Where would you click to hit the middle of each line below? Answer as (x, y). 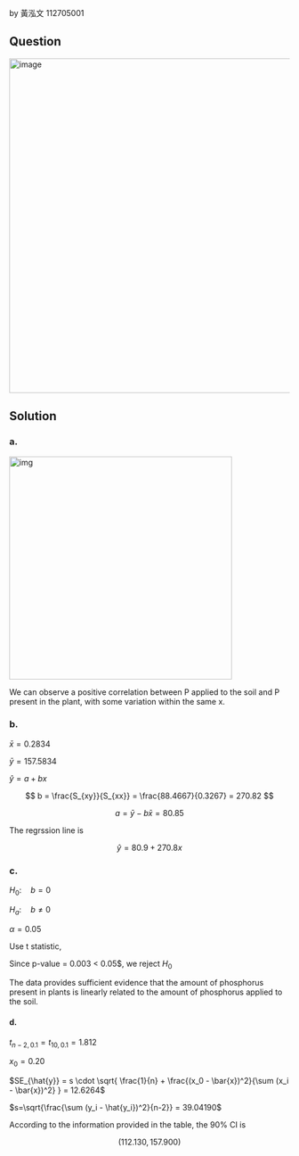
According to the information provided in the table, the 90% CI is (128, 1125)
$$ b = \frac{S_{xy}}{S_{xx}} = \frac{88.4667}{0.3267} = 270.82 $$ (149, 796)
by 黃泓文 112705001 (47, 13)
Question (35, 41)
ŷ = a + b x (28, 778)
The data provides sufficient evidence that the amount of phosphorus (137, 983)
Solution (33, 416)
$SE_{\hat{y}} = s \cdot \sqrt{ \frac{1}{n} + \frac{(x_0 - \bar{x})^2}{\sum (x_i (149, 1081)
